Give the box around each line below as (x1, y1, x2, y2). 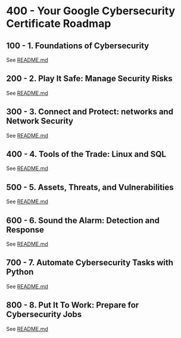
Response (6, 225, 45, 235)
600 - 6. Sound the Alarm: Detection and (6, 215, 160, 225)
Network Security (6, 116, 73, 126)
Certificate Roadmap (6, 17, 111, 30)
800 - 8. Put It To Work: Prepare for (6, 300, 139, 311)
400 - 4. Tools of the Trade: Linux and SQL (6, 149, 167, 159)
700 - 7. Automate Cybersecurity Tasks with (6, 258, 174, 268)
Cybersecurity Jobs (6, 309, 82, 320)
